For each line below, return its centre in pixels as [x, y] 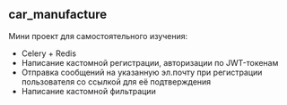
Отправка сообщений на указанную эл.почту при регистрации [142, 72]
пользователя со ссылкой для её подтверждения [116, 81]
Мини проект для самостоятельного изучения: [98, 36]
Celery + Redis [49, 53]
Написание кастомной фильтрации [88, 91]
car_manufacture [58, 15]
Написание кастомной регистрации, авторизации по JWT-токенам [150, 62]
